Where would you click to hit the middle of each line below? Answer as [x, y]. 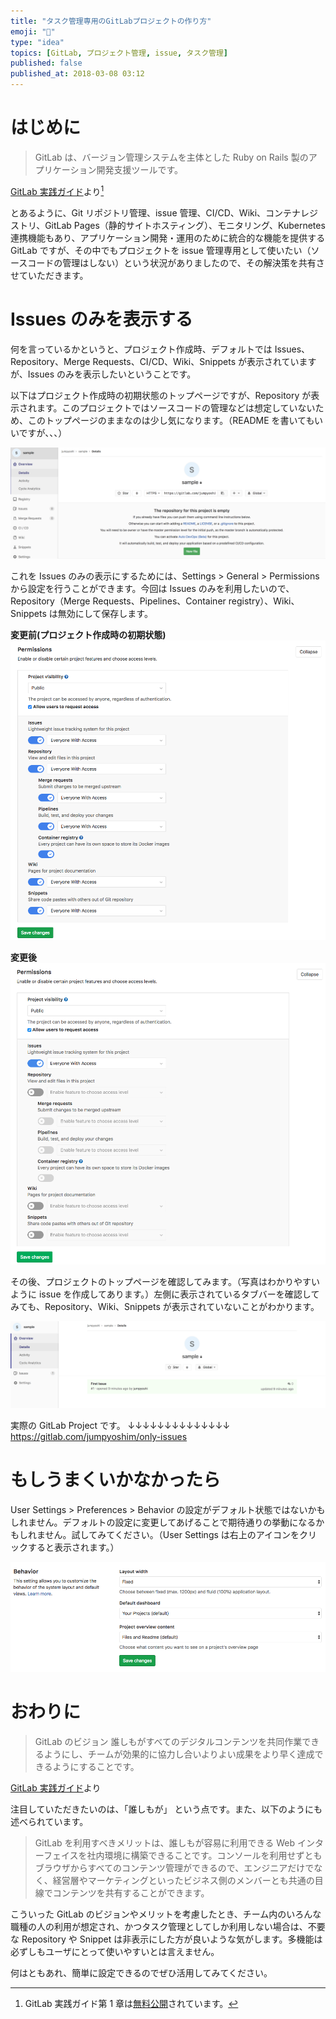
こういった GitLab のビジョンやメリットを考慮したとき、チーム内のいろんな [166, 1914]
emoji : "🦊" [33, 31]
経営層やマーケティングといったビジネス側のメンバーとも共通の [183, 1880]
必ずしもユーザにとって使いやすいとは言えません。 [115, 1951]
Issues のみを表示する [101, 319]
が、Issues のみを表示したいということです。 [103, 374]
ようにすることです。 [96, 1766]
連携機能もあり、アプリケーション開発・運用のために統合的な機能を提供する [168, 237]
